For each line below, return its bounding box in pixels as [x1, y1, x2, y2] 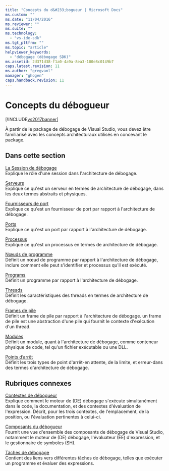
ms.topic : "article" [5, 45, 49, 50]
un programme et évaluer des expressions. [5, 460, 94, 466]
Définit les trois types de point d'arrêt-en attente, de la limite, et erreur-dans [5, 359, 163, 365]
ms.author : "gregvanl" [5, 69, 53, 74]
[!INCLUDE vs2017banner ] [5, 116, 59, 122]
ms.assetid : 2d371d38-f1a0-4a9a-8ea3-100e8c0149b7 [5, 59, 114, 64]
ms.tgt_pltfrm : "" [5, 40, 44, 45]
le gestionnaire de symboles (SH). [5, 440, 76, 446]
